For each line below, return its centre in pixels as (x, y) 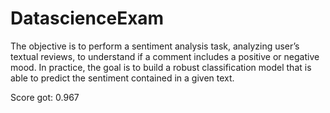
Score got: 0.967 (45, 97)
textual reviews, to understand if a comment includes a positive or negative (165, 56)
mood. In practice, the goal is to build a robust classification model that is (161, 67)
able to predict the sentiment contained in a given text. (122, 78)
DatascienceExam (87, 18)
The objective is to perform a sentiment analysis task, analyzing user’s (155, 46)
